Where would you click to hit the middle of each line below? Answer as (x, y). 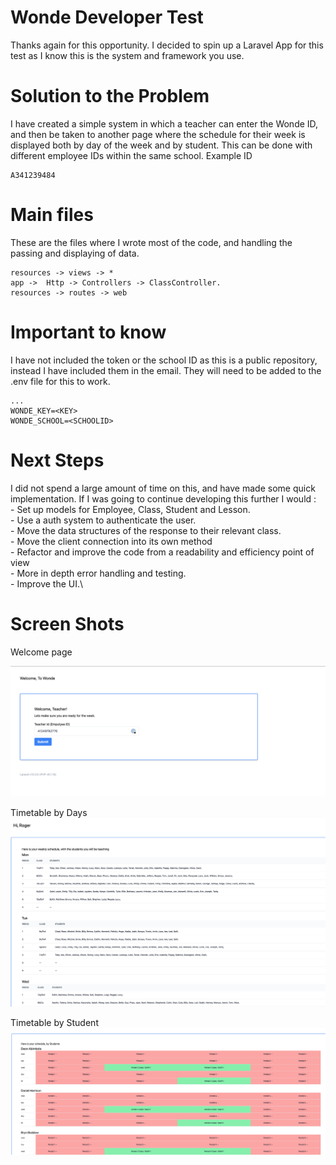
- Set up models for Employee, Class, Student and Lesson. (130, 509)
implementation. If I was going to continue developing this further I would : (163, 498)
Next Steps (57, 460)
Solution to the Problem (110, 96)
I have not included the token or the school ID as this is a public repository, (164, 360)
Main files (52, 215)
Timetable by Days (49, 813)
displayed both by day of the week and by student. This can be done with (161, 145)
